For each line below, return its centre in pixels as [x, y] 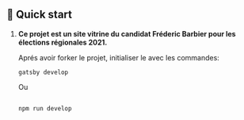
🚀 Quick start [39, 15]
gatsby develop [43, 72]
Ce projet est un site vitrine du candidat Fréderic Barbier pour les [127, 33]
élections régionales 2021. [63, 42]
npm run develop [45, 108]
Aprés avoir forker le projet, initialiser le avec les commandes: [119, 57]
